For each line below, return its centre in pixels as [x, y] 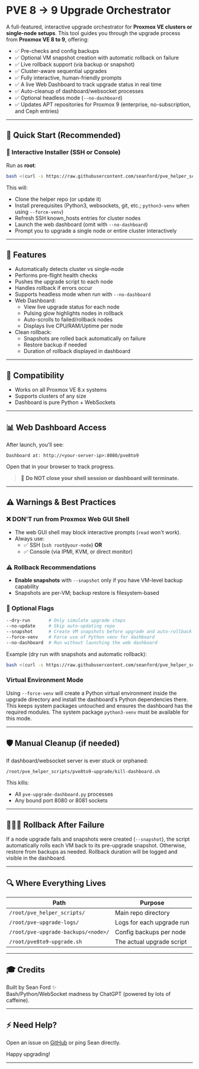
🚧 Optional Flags [30, 608]
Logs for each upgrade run [152, 923]
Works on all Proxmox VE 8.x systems [61, 390]
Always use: [30, 538]
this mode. [19, 718]
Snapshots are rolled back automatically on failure [85, 339]
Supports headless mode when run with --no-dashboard [83, 294]
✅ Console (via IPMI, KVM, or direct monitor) [78, 551]
